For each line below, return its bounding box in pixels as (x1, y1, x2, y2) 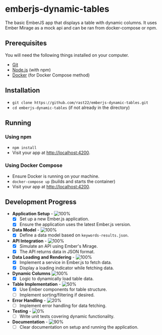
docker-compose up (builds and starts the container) (12, 178, 116, 184)
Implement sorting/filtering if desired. (19, 292, 95, 298)
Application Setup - (12, 211, 53, 217)
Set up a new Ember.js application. (19, 216, 90, 222)
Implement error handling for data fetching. (19, 303, 107, 309)
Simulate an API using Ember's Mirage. (19, 243, 98, 249)
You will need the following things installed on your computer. (5, 52, 129, 58)
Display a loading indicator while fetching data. (19, 265, 114, 271)
